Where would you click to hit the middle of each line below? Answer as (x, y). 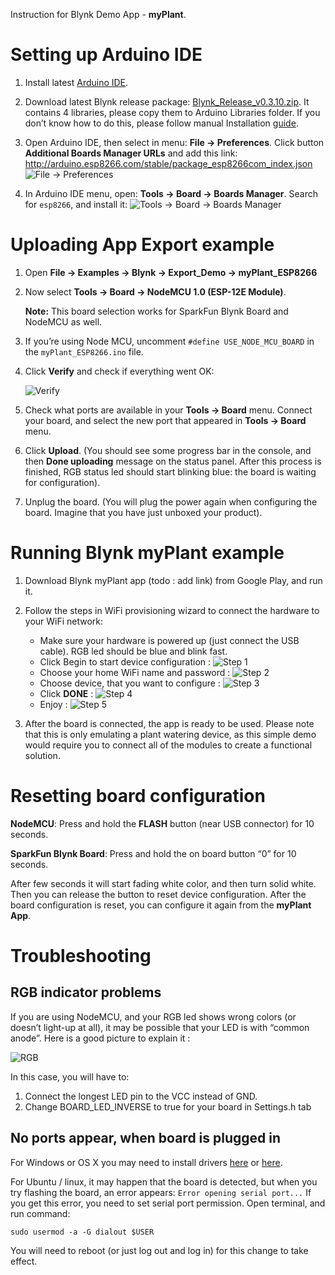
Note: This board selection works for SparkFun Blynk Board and (156, 311)
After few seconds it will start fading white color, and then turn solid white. (163, 883)
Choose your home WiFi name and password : (135, 672)
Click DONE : (66, 693)
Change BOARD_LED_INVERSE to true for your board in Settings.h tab (168, 1106)
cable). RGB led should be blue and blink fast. (133, 651)
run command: (40, 1213)
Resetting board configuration (138, 796)
